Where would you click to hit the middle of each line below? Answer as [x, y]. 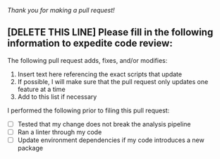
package [30, 148]
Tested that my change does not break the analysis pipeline [104, 124]
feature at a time [41, 89]
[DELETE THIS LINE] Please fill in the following [110, 32]
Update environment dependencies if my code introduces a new [111, 140]
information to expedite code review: [90, 43]
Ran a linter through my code [60, 132]
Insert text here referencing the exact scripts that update [99, 74]
